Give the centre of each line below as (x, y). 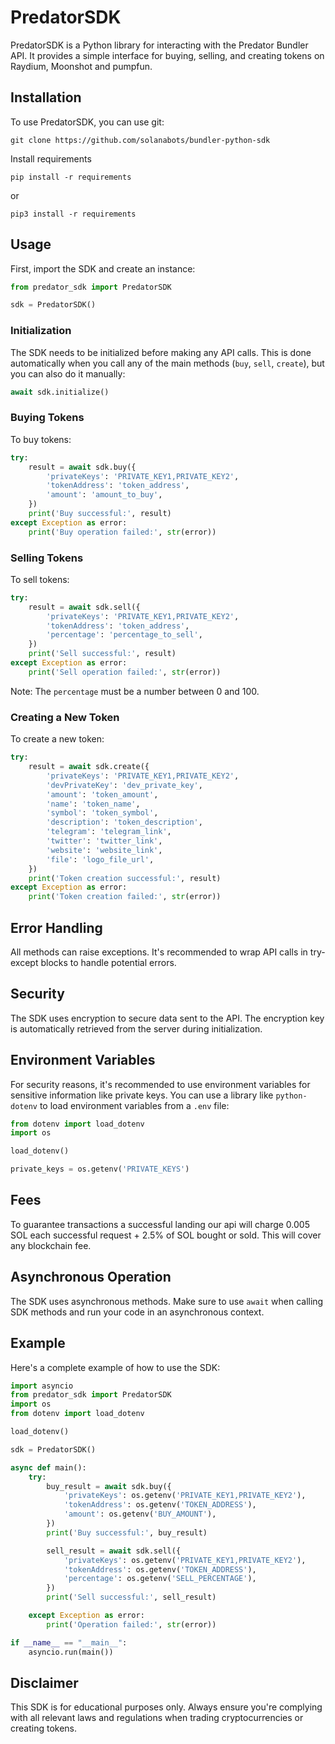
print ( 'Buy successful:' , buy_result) (127, 1532)
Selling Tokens (47, 558)
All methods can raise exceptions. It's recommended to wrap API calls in (159, 952)
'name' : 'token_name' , (93, 804)
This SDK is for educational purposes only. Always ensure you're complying (166, 1707)
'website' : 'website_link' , (104, 850)
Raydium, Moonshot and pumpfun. (81, 66)
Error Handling (56, 927)
